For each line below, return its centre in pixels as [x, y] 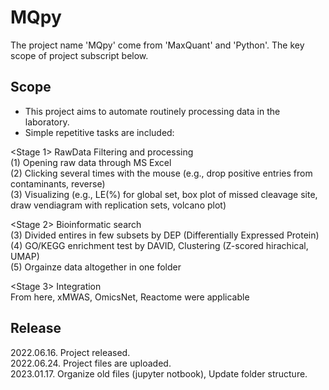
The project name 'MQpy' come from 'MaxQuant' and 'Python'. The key [157, 45]
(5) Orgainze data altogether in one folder [96, 267]
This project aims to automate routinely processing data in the [152, 111]
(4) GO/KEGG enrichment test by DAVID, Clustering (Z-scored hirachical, [159, 245]
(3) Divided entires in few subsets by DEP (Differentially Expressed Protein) [165, 235]
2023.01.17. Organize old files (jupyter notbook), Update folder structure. [159, 373]
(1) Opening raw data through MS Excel [91, 162]
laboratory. [47, 122]
